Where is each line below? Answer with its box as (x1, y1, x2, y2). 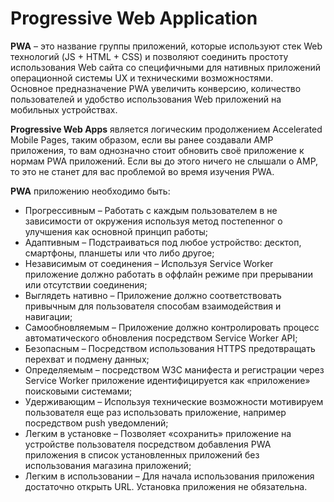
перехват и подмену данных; (24, 353, 150, 365)
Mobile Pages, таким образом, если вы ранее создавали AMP (10, 133, 274, 146)
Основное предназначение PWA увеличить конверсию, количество (10, 82, 302, 94)
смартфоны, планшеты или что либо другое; (24, 247, 215, 259)
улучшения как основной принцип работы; (24, 225, 209, 237)
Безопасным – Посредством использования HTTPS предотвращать (24, 342, 316, 354)
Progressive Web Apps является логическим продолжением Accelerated (10, 123, 323, 135)
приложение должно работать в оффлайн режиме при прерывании (24, 268, 313, 280)
